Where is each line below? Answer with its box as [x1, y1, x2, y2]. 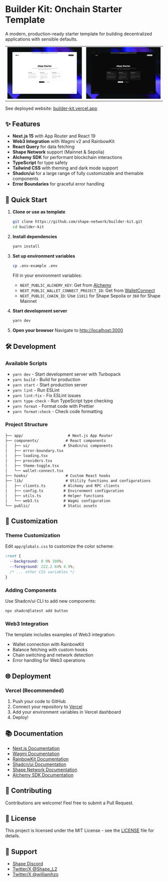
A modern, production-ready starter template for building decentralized [5, 31, 152, 37]
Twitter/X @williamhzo [12, 871, 59, 877]
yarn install [12, 244, 40, 249]
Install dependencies [12, 234, 57, 240]
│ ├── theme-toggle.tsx [5, 463, 59, 468]
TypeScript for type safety [12, 159, 68, 166]
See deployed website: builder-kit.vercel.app [5, 105, 97, 111]
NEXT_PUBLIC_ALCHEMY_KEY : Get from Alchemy [19, 282, 111, 288]
